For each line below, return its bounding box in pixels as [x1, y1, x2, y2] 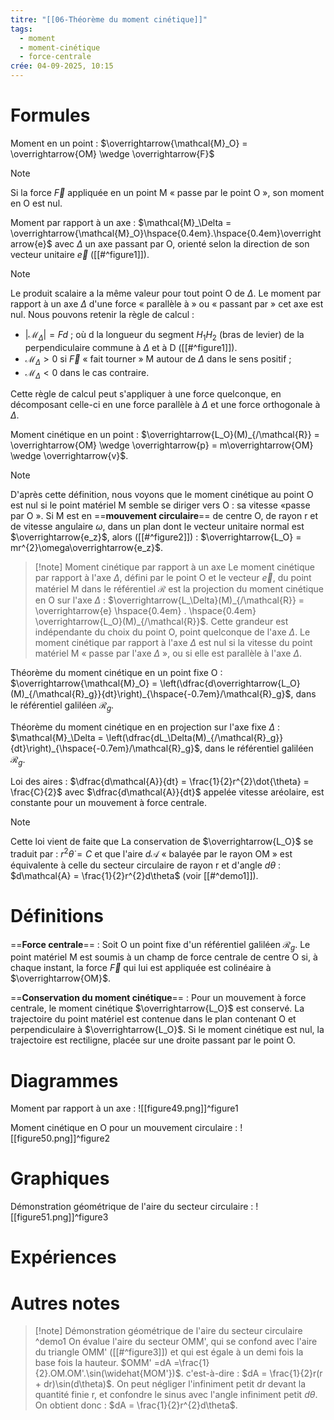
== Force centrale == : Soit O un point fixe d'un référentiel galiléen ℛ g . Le [10, 938, 311, 953]
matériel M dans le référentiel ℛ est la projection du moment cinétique [34, 583, 325, 595]
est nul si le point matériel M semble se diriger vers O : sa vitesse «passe [10, 499, 311, 511]
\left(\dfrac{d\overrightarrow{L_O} [159, 677, 301, 690]
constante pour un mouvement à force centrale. [10, 796, 208, 808]
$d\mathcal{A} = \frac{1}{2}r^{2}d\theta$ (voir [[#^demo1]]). [10, 869, 259, 881]
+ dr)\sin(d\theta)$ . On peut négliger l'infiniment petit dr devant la [34, 1378, 307, 1390]
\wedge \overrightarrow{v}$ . [10, 450, 129, 462]
